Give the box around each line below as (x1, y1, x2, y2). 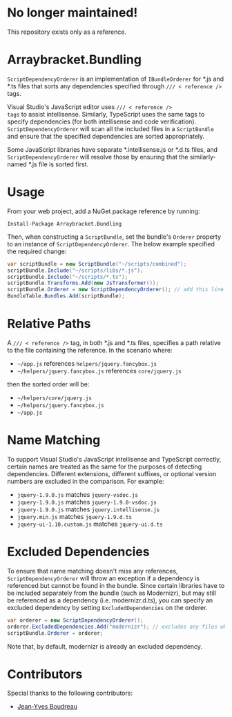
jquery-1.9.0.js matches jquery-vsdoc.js (17, 490, 138, 498)
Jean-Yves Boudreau (17, 703, 78, 711)
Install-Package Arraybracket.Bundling (7, 220, 122, 227)
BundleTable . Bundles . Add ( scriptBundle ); (7, 293, 126, 299)
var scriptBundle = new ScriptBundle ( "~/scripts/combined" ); (7, 260, 187, 267)
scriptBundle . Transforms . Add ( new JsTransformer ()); (7, 279, 159, 287)
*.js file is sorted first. (28, 160, 88, 168)
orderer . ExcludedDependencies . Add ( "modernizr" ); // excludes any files (7, 623, 217, 630)
